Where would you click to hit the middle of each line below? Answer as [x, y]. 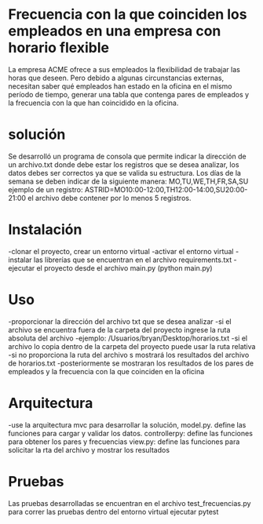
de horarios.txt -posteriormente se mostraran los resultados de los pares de [131, 363]
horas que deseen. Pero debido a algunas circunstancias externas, [116, 78]
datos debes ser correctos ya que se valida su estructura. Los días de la [125, 173]
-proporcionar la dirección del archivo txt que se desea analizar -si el [120, 321]
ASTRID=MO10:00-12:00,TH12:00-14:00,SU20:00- [166, 189]
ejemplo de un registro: [46, 189]
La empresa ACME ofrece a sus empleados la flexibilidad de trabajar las [124, 69]
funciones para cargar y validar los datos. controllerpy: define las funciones [131, 433]
